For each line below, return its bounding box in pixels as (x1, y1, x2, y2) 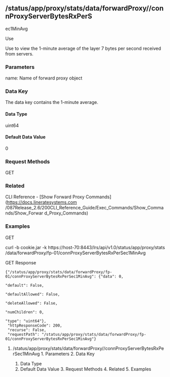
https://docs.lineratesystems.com (7, 199, 77, 205)
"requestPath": (7, 332, 40, 337)
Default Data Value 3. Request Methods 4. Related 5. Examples (20, 366, 151, 372)
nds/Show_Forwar (5, 210, 44, 216)
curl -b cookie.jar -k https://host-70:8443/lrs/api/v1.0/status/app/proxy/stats (5, 244, 165, 250)
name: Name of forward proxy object (5, 75, 83, 81)
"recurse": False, (7, 327, 47, 333)
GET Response (5, 259, 37, 265)
